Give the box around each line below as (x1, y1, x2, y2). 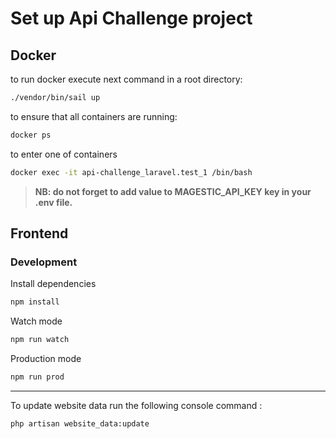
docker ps (10, 130, 52, 140)
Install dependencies (10, 278, 97, 290)
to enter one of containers (10, 148, 118, 160)
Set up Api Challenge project (10, 7, 253, 30)
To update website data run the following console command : (10, 399, 263, 411)
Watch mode (10, 315, 63, 327)
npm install (10, 297, 60, 307)
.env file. (34, 196, 73, 208)
